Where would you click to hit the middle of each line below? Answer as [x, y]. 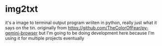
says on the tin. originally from [36, 27]
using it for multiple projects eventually [45, 38]
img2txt [22, 9]
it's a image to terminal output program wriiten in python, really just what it [81, 23]
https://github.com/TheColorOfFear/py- [108, 27]
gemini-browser [22, 33]
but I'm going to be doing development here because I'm [97, 33]
